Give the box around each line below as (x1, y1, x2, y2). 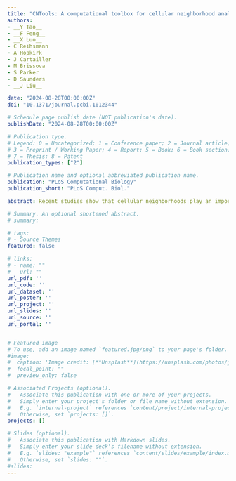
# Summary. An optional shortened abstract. (7, 210, 140, 218)
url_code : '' (7, 282, 46, 289)
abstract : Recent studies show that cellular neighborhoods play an (7, 197, 212, 204)
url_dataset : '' (7, 288, 55, 295)
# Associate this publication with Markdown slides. (7, 437, 171, 444)
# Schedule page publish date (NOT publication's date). (7, 114, 178, 121)
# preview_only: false (7, 372, 77, 379)
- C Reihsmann (7, 43, 49, 50)
